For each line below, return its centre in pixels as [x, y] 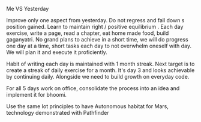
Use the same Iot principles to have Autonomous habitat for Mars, [88, 106]
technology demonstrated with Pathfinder [58, 113]
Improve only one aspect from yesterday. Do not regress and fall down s [95, 20]
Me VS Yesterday [28, 9]
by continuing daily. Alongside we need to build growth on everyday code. [98, 77]
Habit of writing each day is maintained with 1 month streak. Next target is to [100, 64]
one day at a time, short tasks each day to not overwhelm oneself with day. [99, 46]
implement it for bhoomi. [37, 95]
